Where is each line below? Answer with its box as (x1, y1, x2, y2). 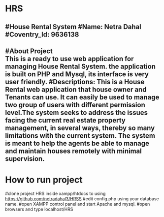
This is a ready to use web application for (5, 55, 134, 63)
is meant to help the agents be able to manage (5, 139, 149, 148)
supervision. (5, 155, 45, 163)
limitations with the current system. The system (5, 131, 155, 140)
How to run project (5, 174, 83, 186)
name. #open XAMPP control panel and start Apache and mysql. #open (5, 201, 150, 207)
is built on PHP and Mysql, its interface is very (5, 70, 149, 78)
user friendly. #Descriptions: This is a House (5, 77, 145, 86)
